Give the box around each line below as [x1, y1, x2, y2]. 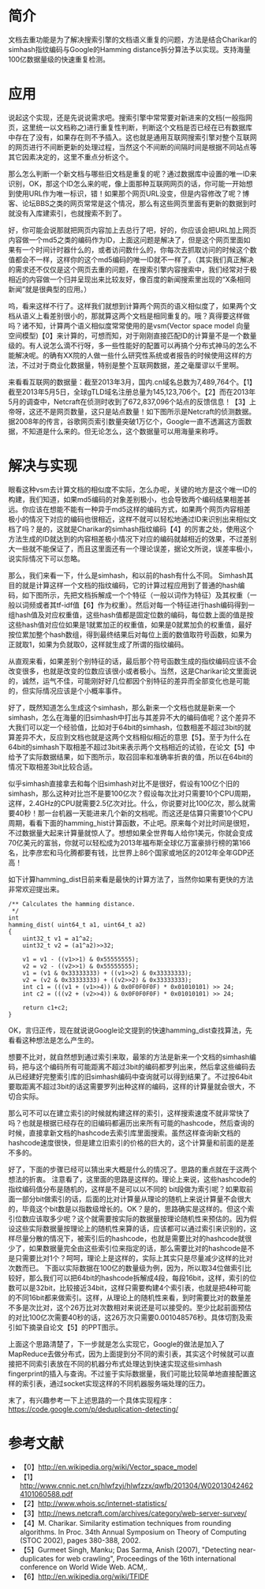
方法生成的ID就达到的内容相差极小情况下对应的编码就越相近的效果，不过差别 [8, 534, 257, 543]
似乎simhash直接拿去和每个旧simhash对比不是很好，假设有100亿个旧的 [8, 778, 241, 788]
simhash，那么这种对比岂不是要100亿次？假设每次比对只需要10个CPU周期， [8, 789, 256, 798]
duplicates [19, 1553, 54, 1563]
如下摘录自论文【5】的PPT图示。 [14, 1322, 123, 1332]
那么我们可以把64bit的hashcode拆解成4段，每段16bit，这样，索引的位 [28, 1272, 257, 1283]
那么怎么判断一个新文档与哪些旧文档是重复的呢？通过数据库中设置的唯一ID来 [8, 169, 257, 178]
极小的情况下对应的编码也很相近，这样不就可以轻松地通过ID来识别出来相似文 [8, 514, 257, 523]
